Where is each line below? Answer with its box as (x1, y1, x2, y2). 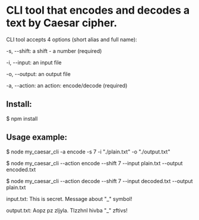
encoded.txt (6, 166, 36, 173)
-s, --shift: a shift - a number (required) (6, 47, 102, 54)
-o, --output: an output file (6, 70, 71, 77)
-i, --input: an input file (6, 59, 62, 66)
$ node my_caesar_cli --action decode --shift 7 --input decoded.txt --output (6, 177, 193, 184)
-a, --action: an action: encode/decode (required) (6, 81, 128, 89)
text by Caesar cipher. (6, 16, 118, 30)
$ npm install (6, 115, 38, 122)
